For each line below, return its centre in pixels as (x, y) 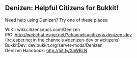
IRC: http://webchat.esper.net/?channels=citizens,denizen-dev (68, 34)
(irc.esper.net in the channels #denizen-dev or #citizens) (63, 40)
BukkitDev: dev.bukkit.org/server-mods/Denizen (54, 45)
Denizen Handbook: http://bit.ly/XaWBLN (46, 50)
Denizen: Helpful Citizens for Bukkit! (62, 8)
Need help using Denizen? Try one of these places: (57, 20)
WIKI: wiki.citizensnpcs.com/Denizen (42, 29)
